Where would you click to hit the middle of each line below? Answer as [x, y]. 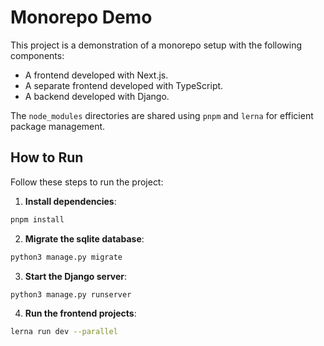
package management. [58, 126]
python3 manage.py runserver [71, 294]
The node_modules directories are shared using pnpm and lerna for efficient [162, 115]
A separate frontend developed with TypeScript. [124, 85]
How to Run [47, 157]
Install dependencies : [70, 201]
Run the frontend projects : [80, 313]
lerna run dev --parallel [64, 332]
